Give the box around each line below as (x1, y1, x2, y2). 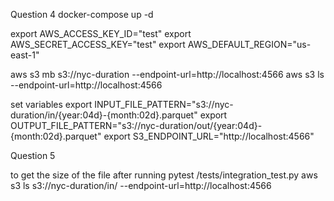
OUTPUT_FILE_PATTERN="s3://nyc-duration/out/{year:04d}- (10, 120, 263, 131)
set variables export (10, 99, 93, 110)
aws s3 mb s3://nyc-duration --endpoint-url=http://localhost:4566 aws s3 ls (10, 69, 325, 80)
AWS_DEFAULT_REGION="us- (187, 39, 312, 50)
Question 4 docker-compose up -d (10, 9, 154, 20)
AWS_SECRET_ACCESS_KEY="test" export (10, 39, 186, 50)
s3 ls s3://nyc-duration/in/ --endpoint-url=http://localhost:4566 (10, 180, 272, 191)
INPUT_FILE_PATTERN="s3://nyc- (94, 99, 234, 110)
